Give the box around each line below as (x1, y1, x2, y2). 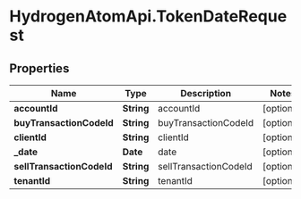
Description (180, 87, 231, 99)
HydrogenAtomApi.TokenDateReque (9, 6, 288, 27)
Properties (9, 61, 70, 76)
